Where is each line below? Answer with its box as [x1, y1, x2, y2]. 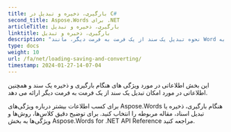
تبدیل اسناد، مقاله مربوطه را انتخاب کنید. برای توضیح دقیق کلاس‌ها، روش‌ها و [8, 109, 205, 117]
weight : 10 [8, 49, 40, 56]
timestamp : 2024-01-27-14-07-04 [8, 62, 101, 69]
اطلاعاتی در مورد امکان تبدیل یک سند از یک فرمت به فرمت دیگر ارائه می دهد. [8, 88, 208, 97]
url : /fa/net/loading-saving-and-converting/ [8, 56, 142, 63]
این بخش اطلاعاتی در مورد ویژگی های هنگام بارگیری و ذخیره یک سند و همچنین [8, 81, 209, 89]
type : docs [8, 42, 40, 49]
